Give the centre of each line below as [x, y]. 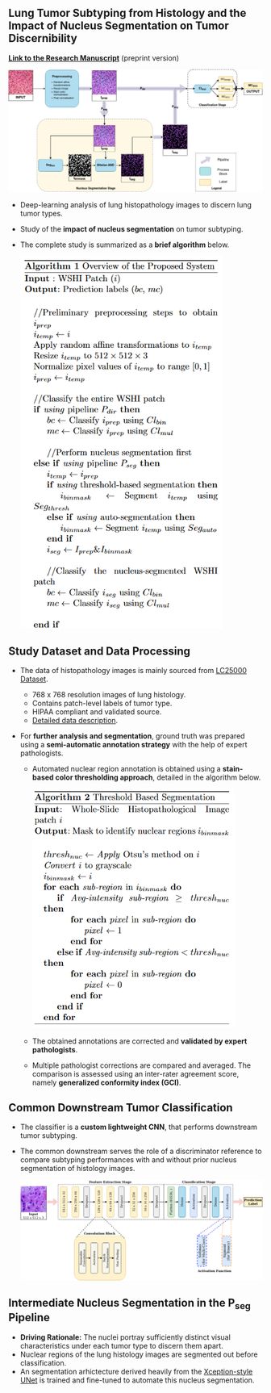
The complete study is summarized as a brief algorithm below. [125, 245]
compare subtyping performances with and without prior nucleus [128, 1160]
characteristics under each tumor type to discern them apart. [121, 1345]
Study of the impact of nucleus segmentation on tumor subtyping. [131, 229]
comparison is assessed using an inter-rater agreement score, [135, 1073]
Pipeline [29, 1318]
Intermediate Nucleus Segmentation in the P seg [130, 1304]
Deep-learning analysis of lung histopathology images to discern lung [136, 205]
